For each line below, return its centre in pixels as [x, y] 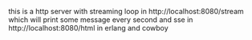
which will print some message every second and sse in [101, 20]
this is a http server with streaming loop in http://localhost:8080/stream [126, 11]
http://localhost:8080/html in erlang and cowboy [88, 28]
